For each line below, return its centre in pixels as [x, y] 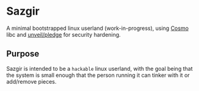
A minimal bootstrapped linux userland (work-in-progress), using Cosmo [98, 28]
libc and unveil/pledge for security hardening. [63, 34]
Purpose [23, 54]
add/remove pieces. [31, 81]
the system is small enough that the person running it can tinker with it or [98, 75]
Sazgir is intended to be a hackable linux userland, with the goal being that [99, 68]
